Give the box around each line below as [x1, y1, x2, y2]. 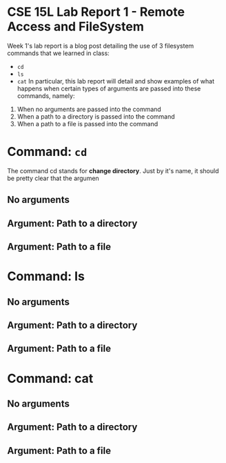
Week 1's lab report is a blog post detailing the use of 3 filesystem [7, 41, 194, 50]
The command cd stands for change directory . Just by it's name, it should [7, 166, 219, 175]
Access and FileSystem [7, 19, 145, 35]
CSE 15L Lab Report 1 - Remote [7, 4, 185, 20]
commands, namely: [17, 91, 75, 100]
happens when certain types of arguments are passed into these [17, 84, 201, 92]
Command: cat [7, 371, 94, 386]
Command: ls [7, 268, 85, 284]
